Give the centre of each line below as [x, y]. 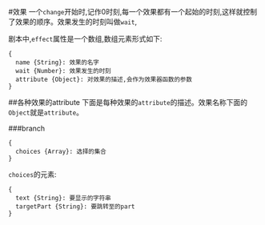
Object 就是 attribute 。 [46, 112]
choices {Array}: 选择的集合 [61, 151]
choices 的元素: [33, 174]
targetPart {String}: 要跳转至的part [75, 207]
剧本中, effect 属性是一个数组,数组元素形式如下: [85, 39]
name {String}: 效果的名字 [58, 62]
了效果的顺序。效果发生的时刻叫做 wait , [73, 22]
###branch [27, 128]
